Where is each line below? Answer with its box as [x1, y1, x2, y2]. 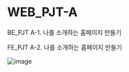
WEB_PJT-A [7, 4, 78, 20]
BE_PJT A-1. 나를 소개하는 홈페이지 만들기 [7, 28, 122, 36]
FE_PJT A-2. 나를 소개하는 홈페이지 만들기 [7, 43, 123, 51]
